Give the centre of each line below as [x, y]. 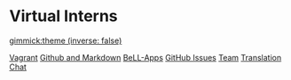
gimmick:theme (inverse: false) [66, 40]
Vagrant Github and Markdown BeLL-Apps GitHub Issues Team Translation [145, 57]
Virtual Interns [63, 16]
